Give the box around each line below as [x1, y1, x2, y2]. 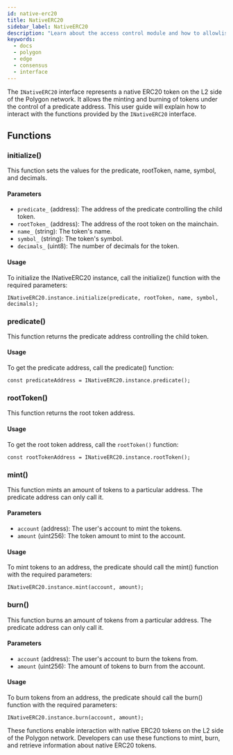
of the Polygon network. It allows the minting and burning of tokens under [7, 95, 218, 103]
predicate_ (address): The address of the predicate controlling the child [17, 205, 223, 213]
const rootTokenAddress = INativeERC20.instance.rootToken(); [7, 453, 191, 461]
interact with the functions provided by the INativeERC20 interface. [7, 109, 197, 118]
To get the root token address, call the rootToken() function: [7, 440, 179, 448]
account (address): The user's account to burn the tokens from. [17, 654, 198, 663]
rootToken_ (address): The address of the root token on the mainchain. [17, 220, 219, 228]
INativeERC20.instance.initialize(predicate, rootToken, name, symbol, [7, 294, 218, 301]
